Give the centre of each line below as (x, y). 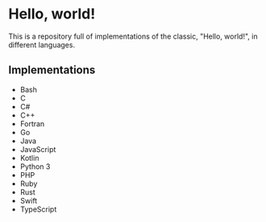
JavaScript (38, 149)
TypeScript (38, 209)
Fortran (32, 123)
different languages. (42, 44)
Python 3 (35, 166)
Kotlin (29, 158)
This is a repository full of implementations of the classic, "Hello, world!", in (133, 36)
